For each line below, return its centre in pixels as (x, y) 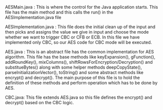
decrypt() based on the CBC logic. (40, 102)
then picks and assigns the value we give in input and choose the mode (77, 32)
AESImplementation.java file (33, 17)
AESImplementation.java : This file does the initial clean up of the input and (80, 27)
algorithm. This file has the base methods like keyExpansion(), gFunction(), (80, 57)
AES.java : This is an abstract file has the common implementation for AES (80, 52)
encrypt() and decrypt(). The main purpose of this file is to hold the (72, 78)
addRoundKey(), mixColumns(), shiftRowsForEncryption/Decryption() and (79, 62)
